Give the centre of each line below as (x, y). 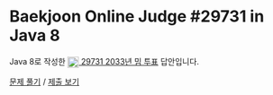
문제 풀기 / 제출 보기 (44, 82)
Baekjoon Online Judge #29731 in (137, 17)
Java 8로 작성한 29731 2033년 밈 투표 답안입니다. (105, 61)
